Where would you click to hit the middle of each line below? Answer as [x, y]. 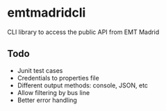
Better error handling [47, 100]
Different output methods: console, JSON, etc [82, 85]
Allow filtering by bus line [53, 92]
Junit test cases [40, 70]
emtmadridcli [47, 13]
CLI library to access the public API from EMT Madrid [83, 32]
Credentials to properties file [58, 78]
